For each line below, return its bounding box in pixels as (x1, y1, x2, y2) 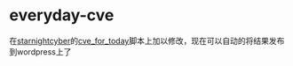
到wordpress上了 (9, 46, 72, 57)
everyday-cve (9, 5, 115, 26)
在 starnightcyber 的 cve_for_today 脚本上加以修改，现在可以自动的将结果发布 (9, 35, 285, 46)
